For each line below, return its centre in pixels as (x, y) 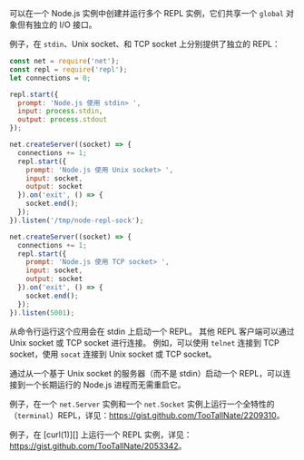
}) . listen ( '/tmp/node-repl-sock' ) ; (77, 220)
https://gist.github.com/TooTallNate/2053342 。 (98, 445)
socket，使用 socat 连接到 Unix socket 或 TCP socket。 (113, 354)
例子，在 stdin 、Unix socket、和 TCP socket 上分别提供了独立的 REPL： (145, 44)
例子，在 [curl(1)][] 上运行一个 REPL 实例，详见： (101, 435)
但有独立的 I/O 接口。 (57, 24)
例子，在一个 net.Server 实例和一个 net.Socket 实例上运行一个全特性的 (142, 404)
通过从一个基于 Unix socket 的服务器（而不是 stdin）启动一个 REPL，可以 (146, 373)
